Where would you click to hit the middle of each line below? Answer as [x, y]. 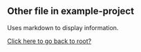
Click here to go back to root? [49, 41]
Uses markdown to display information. [63, 27]
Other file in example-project [71, 11]
